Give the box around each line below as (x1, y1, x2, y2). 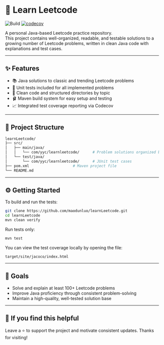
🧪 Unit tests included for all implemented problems (12, 85, 114, 90)
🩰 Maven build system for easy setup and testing (12, 95, 112, 101)
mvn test (5, 236, 23, 241)
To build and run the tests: (5, 199, 58, 205)
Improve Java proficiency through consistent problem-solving (12, 290, 137, 296)
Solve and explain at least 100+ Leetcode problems (12, 285, 115, 291)
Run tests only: (5, 227, 35, 232)
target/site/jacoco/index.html (5, 254, 69, 259)
